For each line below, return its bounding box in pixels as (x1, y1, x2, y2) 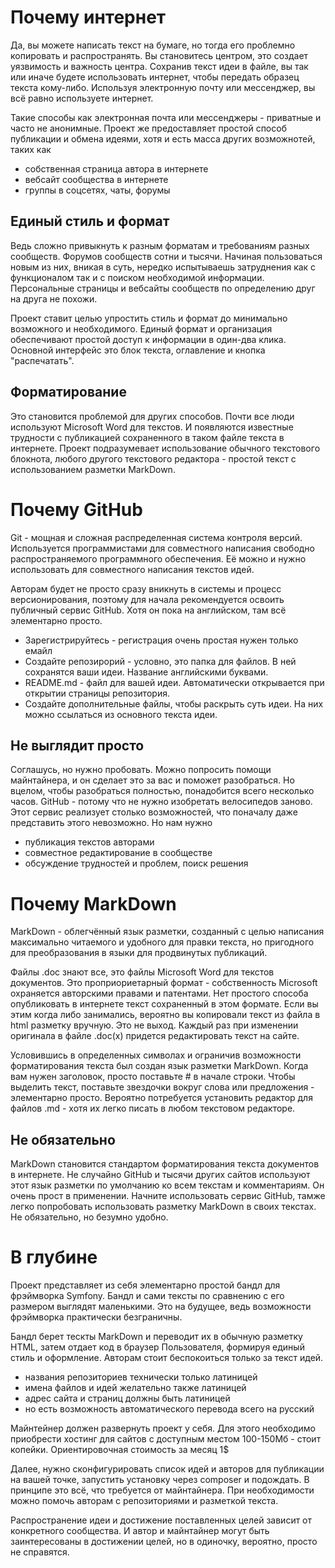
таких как (10, 143, 52, 155)
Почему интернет (10, 6, 167, 29)
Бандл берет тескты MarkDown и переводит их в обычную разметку (10, 1331, 303, 1342)
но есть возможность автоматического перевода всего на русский (24, 1403, 315, 1415)
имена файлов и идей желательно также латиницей (24, 1382, 247, 1393)
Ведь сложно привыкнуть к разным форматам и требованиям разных (10, 239, 310, 251)
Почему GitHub (10, 498, 143, 521)
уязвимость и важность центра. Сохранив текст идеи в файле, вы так (10, 60, 309, 72)
